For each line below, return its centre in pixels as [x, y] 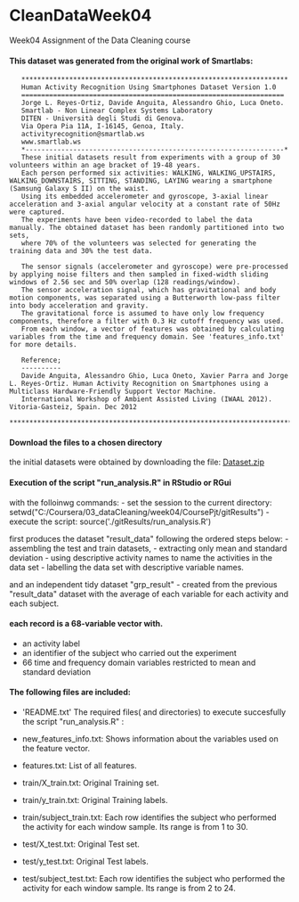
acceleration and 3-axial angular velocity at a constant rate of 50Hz [145, 205]
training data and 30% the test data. [81, 251]
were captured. [37, 212]
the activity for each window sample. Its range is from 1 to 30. [135, 826]
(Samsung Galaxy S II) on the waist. [79, 189]
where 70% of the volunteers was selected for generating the [138, 243]
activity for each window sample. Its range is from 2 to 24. [129, 888]
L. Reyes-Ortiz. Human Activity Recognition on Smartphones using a [139, 384]
